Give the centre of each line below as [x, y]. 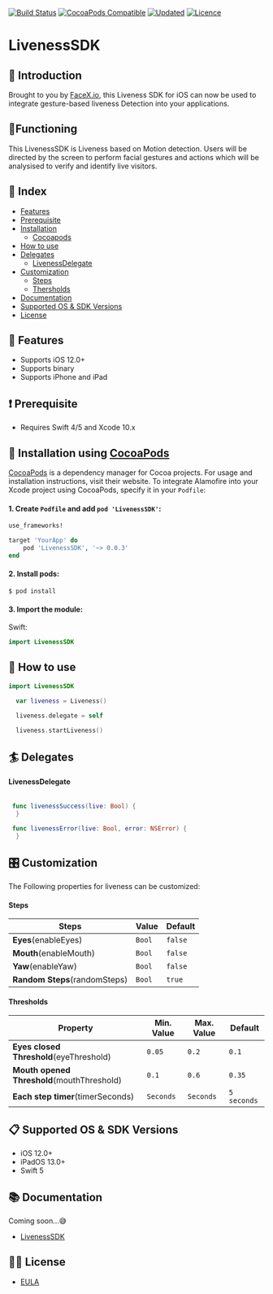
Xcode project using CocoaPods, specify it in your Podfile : [107, 490]
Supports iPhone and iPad [64, 377]
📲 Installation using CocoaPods [89, 453]
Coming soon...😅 [38, 1221]
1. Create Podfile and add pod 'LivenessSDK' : [85, 508]
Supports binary [47, 368]
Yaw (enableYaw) [45, 966]
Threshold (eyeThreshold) [62, 1057]
